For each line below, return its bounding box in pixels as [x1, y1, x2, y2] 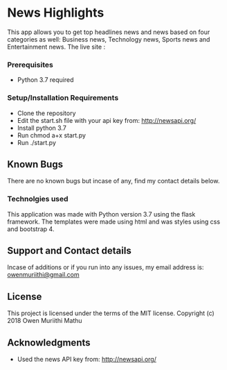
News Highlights [7, 5, 105, 21]
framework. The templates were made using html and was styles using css [7, 217, 220, 226]
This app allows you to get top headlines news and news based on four [7, 28, 210, 36]
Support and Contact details [7, 245, 131, 257]
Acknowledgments [7, 337, 91, 348]
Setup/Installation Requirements [7, 93, 119, 103]
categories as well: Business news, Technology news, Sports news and [7, 35, 210, 43]
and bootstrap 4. [7, 224, 55, 233]
